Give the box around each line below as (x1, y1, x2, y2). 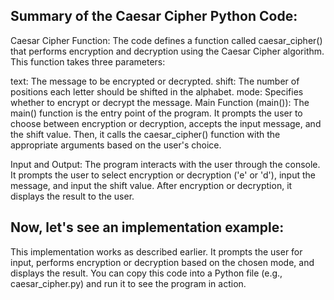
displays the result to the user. (10, 190, 135, 202)
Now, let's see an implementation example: (10, 219, 285, 236)
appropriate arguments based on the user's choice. (10, 139, 222, 151)
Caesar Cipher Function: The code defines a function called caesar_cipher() (10, 34, 323, 46)
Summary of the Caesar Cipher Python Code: (10, 8, 298, 25)
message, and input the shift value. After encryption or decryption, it (10, 179, 293, 191)
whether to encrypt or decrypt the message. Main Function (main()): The (10, 96, 310, 108)
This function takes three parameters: (10, 55, 166, 68)
